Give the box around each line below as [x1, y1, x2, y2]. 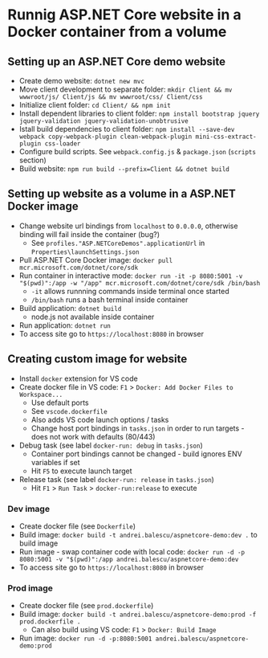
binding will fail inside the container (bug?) [18, 229, 160, 239]
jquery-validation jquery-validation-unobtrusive [18, 117, 189, 125]
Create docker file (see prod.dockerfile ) [18, 601, 154, 611]
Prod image [7, 582, 54, 594]
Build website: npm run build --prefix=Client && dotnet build [18, 164, 229, 174]
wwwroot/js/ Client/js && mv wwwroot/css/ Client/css [18, 93, 203, 101]
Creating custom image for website [7, 352, 188, 366]
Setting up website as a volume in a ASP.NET [7, 187, 236, 201]
